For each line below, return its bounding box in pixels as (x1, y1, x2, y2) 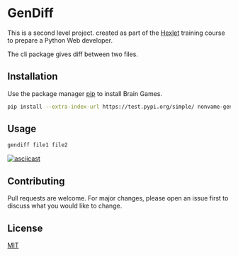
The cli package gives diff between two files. (7, 50, 138, 58)
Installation (7, 70, 58, 82)
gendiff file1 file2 (7, 142, 69, 149)
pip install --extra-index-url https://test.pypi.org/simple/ (7, 103, 195, 110)
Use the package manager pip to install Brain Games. (7, 89, 163, 97)
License (7, 222, 43, 234)
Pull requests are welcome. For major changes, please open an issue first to (7, 194, 229, 203)
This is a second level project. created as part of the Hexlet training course (7, 28, 225, 37)
